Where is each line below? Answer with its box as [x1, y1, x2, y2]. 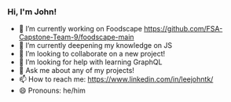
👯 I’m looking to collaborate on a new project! [18, 49, 166, 59]
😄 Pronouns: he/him [18, 86, 86, 96]
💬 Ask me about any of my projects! [18, 66, 135, 75]
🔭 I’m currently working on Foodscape [18, 24, 143, 34]
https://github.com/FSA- [144, 24, 223, 34]
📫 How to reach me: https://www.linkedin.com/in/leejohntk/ [18, 75, 214, 84]
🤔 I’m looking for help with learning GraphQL [18, 57, 163, 67]
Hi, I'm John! [7, 6, 57, 17]
